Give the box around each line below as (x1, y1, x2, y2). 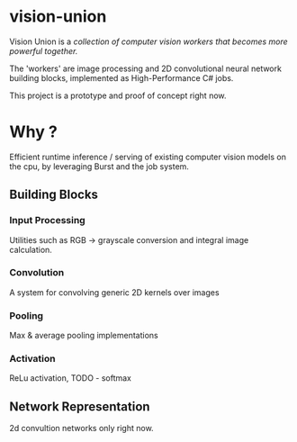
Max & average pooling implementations (9, 330, 159, 341)
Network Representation (9, 399, 150, 414)
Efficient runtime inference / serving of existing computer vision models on (9, 151, 286, 162)
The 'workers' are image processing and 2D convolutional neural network (9, 63, 282, 74)
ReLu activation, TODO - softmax (9, 373, 132, 383)
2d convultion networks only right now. (9, 423, 155, 434)
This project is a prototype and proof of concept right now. (9, 90, 227, 101)
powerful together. (9, 45, 78, 56)
